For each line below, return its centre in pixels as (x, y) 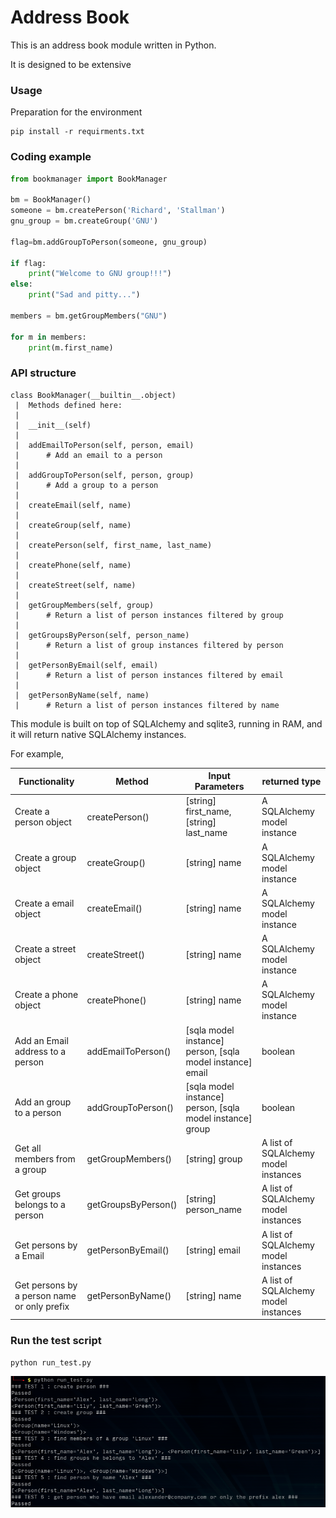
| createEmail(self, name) (73, 505)
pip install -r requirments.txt (77, 132)
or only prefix (42, 1307)
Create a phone (46, 995)
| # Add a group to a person (86, 485)
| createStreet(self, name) (75, 585)
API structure (43, 373)
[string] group (214, 1158)
